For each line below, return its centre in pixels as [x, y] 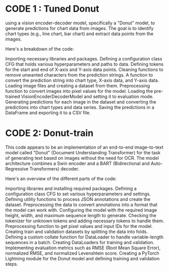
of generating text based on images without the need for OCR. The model [82, 158]
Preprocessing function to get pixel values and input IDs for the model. [79, 226]
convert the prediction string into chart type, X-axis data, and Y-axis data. [82, 80]
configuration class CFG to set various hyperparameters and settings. [78, 194]
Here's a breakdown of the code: [40, 49]
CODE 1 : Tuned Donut [52, 9]
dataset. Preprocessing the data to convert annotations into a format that [81, 205]
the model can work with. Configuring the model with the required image [81, 210]
